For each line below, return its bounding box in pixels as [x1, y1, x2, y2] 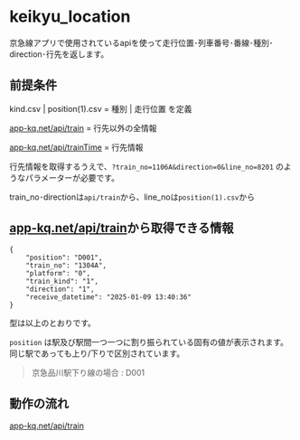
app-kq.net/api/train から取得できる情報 [9, 220, 234, 236]
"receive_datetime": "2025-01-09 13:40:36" [25, 292, 192, 302]
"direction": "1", [25, 285, 95, 294]
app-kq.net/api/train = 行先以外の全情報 [9, 122, 157, 133]
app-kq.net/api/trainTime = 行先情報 [9, 142, 144, 153]
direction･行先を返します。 [9, 48, 109, 60]
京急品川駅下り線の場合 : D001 [31, 367, 145, 378]
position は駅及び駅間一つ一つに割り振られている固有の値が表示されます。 [9, 336, 289, 347]
